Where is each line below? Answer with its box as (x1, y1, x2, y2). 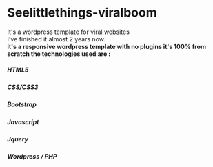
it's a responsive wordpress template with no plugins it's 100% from (7, 42, 207, 50)
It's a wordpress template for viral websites (7, 28, 130, 36)
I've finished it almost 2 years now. (7, 35, 105, 43)
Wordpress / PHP (7, 153, 57, 161)
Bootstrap (7, 100, 37, 108)
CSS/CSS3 (7, 83, 39, 91)
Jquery (7, 135, 29, 144)
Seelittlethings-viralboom (7, 5, 157, 21)
